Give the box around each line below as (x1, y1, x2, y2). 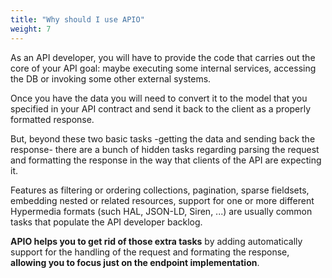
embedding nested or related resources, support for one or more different (10, 194, 315, 206)
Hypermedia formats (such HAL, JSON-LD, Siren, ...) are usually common (10, 205, 313, 217)
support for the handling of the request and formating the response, (10, 246, 290, 258)
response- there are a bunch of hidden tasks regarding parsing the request (10, 143, 320, 155)
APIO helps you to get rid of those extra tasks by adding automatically (10, 235, 303, 247)
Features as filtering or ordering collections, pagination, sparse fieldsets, (10, 184, 310, 196)
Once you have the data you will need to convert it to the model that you (10, 92, 308, 104)
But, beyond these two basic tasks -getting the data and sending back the (10, 132, 316, 145)
